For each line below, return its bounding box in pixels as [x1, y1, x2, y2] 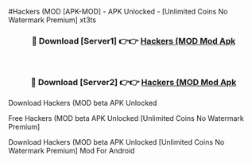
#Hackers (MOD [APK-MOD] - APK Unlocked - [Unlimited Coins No [8, 7, 228, 16]
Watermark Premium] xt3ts [8, 15, 97, 25]
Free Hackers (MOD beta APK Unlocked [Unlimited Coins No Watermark [8, 113, 244, 122]
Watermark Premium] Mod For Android [8, 146, 135, 155]
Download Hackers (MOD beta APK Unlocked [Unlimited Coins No [8, 137, 225, 146]
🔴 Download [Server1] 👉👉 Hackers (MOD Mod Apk [31, 35, 236, 46]
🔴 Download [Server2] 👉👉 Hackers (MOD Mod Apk [30, 77, 237, 88]
